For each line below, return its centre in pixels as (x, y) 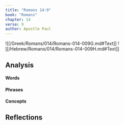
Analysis (20, 65)
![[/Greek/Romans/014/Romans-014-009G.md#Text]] (61, 43)
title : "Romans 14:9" (28, 10)
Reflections (24, 117)
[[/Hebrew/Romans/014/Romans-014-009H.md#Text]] (62, 49)
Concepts (16, 101)
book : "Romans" (21, 15)
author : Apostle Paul (28, 29)
